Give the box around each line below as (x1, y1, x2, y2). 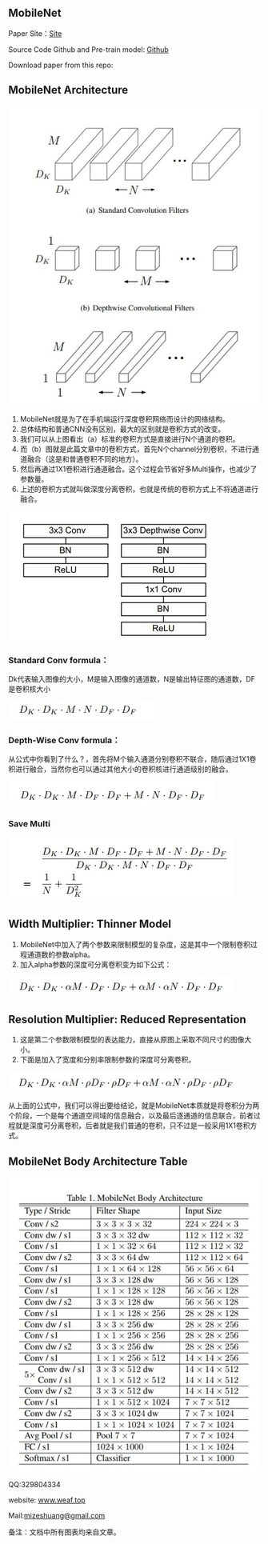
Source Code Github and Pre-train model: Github (8, 44, 170, 54)
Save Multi (8, 818, 50, 830)
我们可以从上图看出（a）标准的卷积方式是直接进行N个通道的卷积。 (19, 434, 240, 443)
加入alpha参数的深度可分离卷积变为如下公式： (19, 959, 172, 969)
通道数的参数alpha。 (26, 950, 94, 959)
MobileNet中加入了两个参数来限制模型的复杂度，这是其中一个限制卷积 (19, 939, 250, 949)
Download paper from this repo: (8, 60, 114, 70)
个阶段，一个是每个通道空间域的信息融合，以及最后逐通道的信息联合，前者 (8, 1111, 254, 1121)
